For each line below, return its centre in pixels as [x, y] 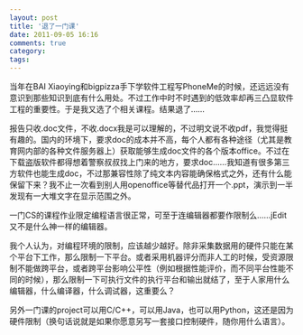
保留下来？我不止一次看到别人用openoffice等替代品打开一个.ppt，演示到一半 [151, 185]
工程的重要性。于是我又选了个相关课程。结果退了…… [107, 109]
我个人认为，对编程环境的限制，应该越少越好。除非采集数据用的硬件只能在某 [151, 246]
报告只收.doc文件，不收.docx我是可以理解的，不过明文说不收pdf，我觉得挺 [149, 128]
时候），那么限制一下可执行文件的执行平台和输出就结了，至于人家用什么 [157, 279]
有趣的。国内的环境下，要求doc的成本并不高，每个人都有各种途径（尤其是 [147, 140]
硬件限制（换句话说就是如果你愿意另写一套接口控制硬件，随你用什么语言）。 [150, 321]
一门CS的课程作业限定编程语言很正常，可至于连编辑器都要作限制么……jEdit [148, 215]
